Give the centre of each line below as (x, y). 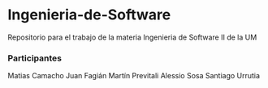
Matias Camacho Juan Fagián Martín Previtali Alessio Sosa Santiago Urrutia (134, 76)
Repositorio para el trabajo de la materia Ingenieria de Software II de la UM (132, 37)
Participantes (35, 58)
